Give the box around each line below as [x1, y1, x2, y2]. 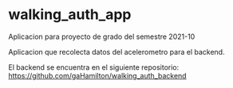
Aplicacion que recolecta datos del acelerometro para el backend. [8, 47, 225, 56]
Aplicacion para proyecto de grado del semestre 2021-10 [8, 32, 195, 41]
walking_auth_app [8, 6, 132, 24]
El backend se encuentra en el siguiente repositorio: [8, 62, 180, 72]
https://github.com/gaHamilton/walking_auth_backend [8, 71, 187, 80]
